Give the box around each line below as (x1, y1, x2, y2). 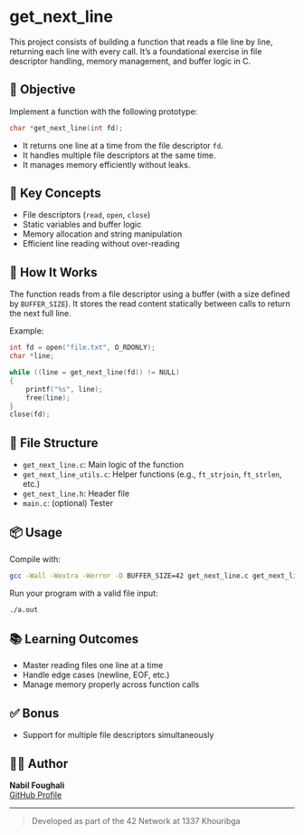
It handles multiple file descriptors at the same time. (22, 150, 216, 160)
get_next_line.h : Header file (22, 488, 129, 500)
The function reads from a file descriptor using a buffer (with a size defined (9, 288, 290, 300)
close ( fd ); (9, 410, 51, 419)
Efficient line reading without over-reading (22, 238, 180, 249)
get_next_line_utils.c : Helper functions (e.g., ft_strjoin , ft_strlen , (22, 469, 282, 480)
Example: (9, 325, 44, 336)
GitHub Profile (9, 790, 62, 801)
